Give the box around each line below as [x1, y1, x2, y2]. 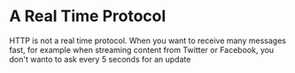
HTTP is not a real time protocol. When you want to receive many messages [9, 35, 286, 46]
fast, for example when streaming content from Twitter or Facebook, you [9, 44, 275, 55]
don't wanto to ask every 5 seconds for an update [9, 54, 191, 64]
